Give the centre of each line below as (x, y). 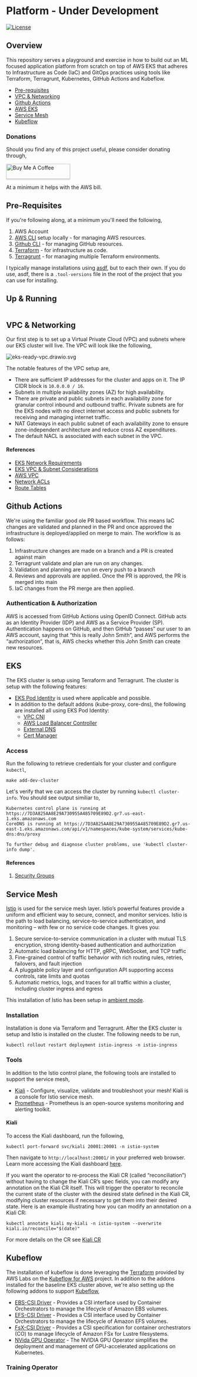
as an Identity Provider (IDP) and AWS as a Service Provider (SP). (85, 622)
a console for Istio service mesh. (54, 1097)
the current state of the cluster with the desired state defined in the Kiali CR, (98, 1194)
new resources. (25, 647)
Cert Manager (40, 735)
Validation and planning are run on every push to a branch (85, 569)
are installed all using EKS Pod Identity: (62, 710)
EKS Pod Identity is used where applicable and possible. (83, 698)
